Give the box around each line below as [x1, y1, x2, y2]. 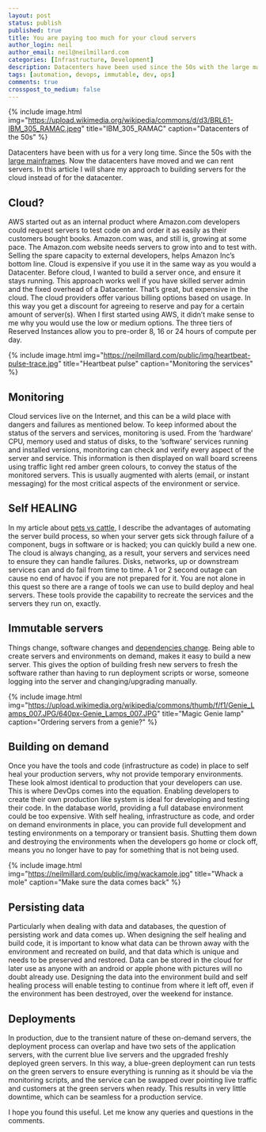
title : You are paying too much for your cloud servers [8, 33, 196, 42]
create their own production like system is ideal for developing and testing [8, 795, 250, 804]
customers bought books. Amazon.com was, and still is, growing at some [8, 234, 247, 244]
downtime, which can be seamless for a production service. [8, 1092, 203, 1102]
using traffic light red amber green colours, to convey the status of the [8, 462, 237, 471]
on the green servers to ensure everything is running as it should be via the [8, 1067, 253, 1076]
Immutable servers [8, 622, 104, 635]
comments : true [8, 78, 59, 86]
